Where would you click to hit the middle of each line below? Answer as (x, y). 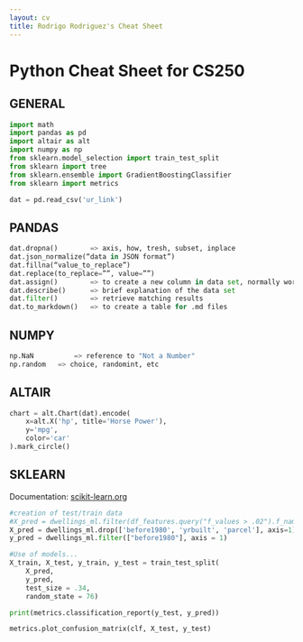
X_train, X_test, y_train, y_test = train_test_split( (115, 563)
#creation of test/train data (66, 513)
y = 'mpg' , (42, 430)
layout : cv (30, 18)
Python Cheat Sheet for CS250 (127, 71)
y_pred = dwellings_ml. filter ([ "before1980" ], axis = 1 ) (119, 538)
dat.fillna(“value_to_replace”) (70, 265)
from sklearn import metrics (64, 183)
